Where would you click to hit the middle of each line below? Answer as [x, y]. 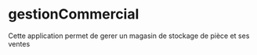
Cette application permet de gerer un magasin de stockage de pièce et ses [129, 36]
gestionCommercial [74, 14]
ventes [19, 43]
